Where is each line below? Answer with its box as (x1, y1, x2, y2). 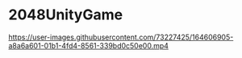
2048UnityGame (8, 6, 123, 24)
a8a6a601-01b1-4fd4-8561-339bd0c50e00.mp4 (8, 40, 169, 50)
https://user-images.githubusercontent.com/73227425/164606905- (8, 32, 234, 42)
